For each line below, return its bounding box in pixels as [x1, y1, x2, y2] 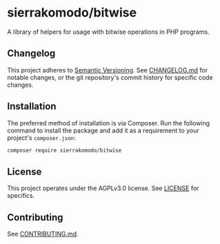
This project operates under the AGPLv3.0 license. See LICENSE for [7, 184, 199, 192]
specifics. [7, 192, 35, 200]
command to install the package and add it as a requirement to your [7, 126, 200, 134]
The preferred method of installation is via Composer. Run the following [7, 119, 210, 127]
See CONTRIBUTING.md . [7, 230, 79, 238]
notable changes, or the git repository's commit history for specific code [7, 73, 214, 81]
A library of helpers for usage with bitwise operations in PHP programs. [7, 28, 210, 36]
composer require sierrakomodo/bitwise [7, 147, 122, 154]
